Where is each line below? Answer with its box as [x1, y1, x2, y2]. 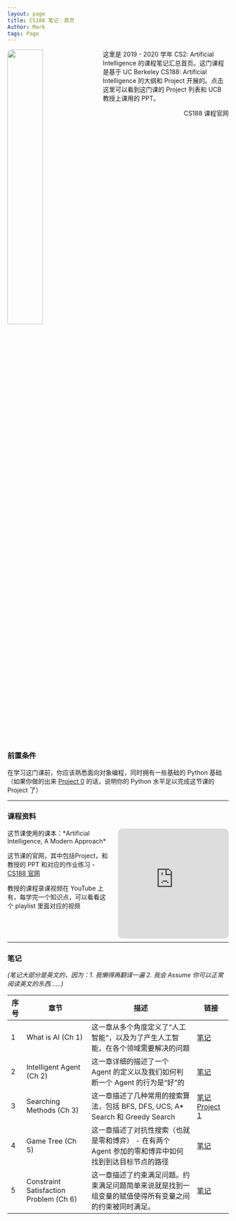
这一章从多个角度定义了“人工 [91, 1022, 186, 1032]
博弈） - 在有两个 [112, 1136, 171, 1146]
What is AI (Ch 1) [26, 1032, 83, 1042]
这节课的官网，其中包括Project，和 [7, 851, 108, 860]
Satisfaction [26, 1186, 66, 1196]
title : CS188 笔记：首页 [7, 17, 75, 24]
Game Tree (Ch [26, 1137, 77, 1146]
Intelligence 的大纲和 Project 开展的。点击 [103, 77, 223, 85]
